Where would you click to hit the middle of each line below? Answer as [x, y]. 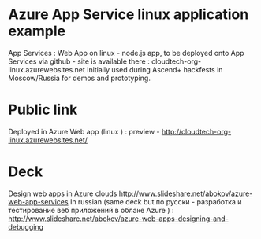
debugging [26, 226]
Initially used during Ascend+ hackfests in [155, 69]
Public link [43, 110]
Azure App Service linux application [129, 15]
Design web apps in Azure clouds [63, 193]
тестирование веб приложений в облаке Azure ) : [91, 210]
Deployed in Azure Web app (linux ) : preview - [84, 131]
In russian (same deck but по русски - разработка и [156, 201]
